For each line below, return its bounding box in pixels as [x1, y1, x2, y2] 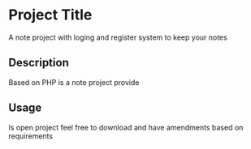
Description [8, 56, 69, 70]
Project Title [8, 6, 93, 24]
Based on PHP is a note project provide [8, 77, 140, 87]
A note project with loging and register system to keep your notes [8, 32, 227, 42]
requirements [8, 131, 54, 141]
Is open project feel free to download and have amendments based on [8, 122, 244, 132]
